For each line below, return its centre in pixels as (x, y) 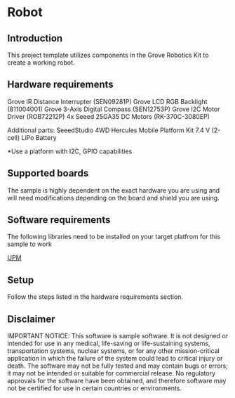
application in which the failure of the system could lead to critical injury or (115, 359)
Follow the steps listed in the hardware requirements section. (95, 297)
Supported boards (48, 173)
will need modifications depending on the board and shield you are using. (113, 198)
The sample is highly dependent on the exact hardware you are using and (114, 190)
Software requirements (59, 220)
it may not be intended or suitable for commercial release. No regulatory (112, 373)
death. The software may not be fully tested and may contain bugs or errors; (117, 366)
